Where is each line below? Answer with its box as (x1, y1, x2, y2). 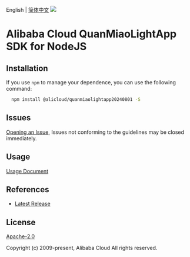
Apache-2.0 (6, 233, 35, 240)
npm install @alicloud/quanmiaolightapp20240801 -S (11, 97, 141, 103)
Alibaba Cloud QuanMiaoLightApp (6, 27, 177, 41)
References (6, 184, 49, 195)
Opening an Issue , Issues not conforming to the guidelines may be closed (6, 128, 184, 136)
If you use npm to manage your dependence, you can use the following (6, 79, 176, 85)
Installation (6, 63, 48, 73)
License (6, 217, 36, 227)
